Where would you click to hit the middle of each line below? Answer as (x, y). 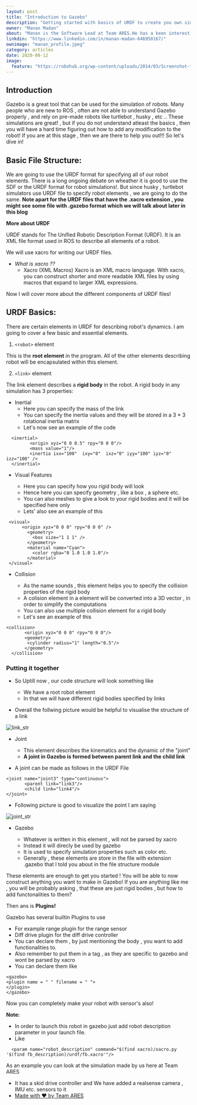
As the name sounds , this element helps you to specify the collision (105, 585)
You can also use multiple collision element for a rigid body (94, 610)
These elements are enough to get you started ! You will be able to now (92, 876)
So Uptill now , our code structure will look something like (84, 681)
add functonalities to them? (39, 894)
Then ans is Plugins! (31, 906)
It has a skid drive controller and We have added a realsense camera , (99, 1083)
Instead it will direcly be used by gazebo (72, 846)
